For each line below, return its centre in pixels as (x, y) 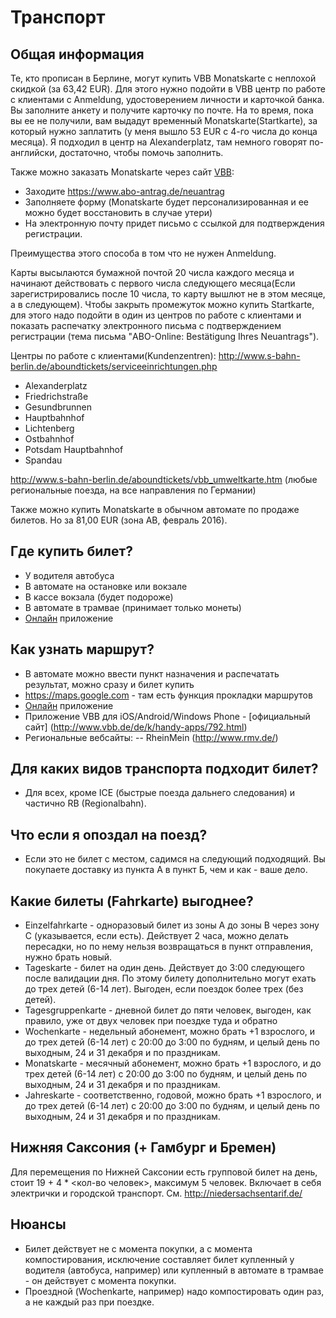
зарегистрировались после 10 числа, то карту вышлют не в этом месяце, (168, 294)
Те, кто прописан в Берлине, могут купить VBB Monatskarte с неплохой (163, 78)
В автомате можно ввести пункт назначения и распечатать (152, 673)
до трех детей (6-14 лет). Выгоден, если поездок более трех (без (164, 989)
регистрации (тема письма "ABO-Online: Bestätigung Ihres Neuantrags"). (165, 336)
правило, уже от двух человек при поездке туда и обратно (151, 1021)
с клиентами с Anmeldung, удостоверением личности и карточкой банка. (167, 99)
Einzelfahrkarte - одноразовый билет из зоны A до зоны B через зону (172, 925)
